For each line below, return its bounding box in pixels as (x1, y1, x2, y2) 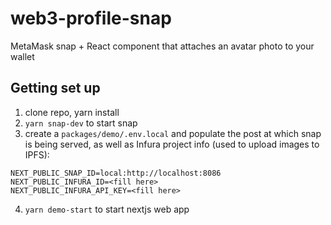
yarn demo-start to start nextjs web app (24, 203, 190, 215)
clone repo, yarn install (24, 106, 120, 118)
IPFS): (24, 148, 50, 161)
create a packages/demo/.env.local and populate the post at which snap (24, 127, 322, 139)
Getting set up (10, 80, 101, 97)
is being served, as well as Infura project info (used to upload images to (24, 138, 320, 150)
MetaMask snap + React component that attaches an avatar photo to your (10, 40, 315, 52)
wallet (10, 50, 35, 62)
